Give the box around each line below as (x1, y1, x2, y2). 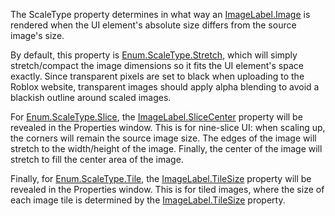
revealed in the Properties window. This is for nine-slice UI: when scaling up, (10, 122, 326, 133)
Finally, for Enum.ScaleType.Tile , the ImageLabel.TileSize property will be (10, 173, 312, 184)
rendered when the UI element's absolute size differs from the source (10, 19, 297, 31)
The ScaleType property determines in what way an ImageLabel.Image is (10, 9, 311, 20)
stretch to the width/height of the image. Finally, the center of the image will (10, 143, 323, 154)
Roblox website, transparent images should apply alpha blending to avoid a (10, 81, 320, 93)
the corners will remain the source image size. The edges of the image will (10, 132, 317, 144)
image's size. (10, 30, 65, 41)
